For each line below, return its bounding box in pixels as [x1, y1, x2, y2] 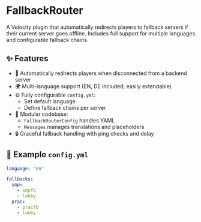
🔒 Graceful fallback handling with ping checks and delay [14, 130, 154, 137]
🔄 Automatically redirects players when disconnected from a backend [14, 70, 187, 77]
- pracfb [17, 204, 39, 210]
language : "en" [6, 166, 44, 172]
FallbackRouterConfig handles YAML [23, 116, 115, 124]
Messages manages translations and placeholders [23, 123, 145, 130]
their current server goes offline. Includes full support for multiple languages [6, 29, 196, 37]
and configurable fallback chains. [6, 36, 89, 43]
